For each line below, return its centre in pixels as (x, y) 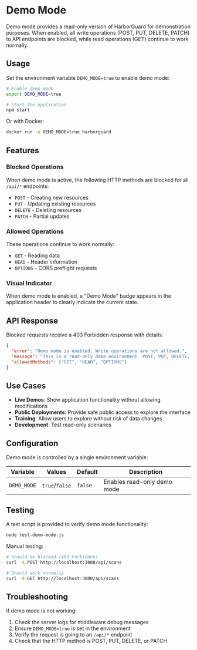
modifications (31, 406)
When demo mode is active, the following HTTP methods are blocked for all (97, 180)
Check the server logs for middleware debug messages (81, 622)
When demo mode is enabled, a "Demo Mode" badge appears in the (89, 296)
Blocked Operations (35, 167)
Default (87, 472)
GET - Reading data (37, 255)
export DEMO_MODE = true (34, 94)
